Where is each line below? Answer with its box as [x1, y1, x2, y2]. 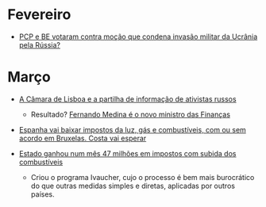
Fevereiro [7, 6, 71, 24]
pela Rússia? [18, 40, 61, 49]
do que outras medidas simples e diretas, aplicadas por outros [30, 181, 236, 190]
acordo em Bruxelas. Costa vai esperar [18, 133, 147, 143]
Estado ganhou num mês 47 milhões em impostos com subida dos [18, 148, 237, 158]
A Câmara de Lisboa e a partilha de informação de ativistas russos [18, 94, 237, 104]
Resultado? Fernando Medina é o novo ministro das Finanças [30, 109, 231, 119]
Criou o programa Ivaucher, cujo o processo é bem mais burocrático [30, 172, 255, 182]
